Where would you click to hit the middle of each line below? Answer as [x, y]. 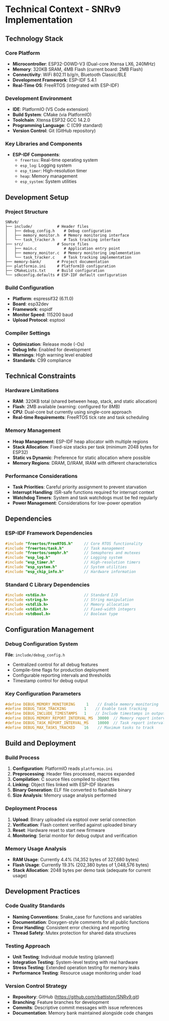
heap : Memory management [49, 176]
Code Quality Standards [35, 906]
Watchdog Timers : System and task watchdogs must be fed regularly [85, 498]
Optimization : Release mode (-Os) [48, 344]
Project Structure [27, 212]
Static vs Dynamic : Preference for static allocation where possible [81, 458]
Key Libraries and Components [44, 144]
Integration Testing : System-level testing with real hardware [75, 962]
